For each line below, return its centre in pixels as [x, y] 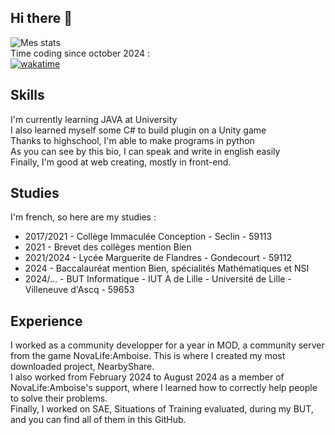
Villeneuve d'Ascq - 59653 [79, 290]
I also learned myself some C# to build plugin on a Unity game [138, 130]
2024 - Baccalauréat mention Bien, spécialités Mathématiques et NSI [167, 268]
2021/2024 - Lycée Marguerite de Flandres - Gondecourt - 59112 [158, 258]
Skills [27, 95]
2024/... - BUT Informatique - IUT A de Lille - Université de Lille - [158, 279]
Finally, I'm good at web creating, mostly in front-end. [121, 162]
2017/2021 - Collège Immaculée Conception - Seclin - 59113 [148, 237]
